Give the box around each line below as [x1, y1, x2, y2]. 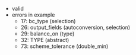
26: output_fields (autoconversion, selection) [20, 24, 131, 31]
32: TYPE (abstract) [20, 37, 69, 43]
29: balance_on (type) [20, 30, 75, 37]
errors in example [11, 11, 55, 18]
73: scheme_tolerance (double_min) [20, 43, 109, 50]
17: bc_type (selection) [20, 18, 76, 24]
